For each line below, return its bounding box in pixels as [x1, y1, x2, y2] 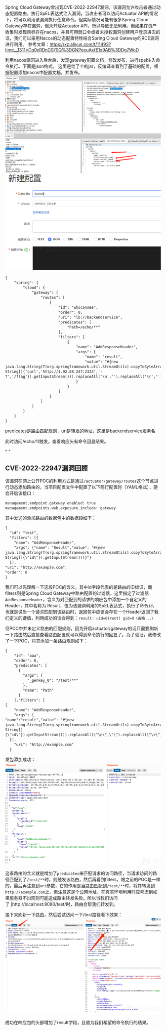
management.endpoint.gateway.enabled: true [5, 501, 96, 506]
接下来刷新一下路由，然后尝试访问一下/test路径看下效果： [5, 912, 123, 918]
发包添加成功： [5, 756, 36, 762]
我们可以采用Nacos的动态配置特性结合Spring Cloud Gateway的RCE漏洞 [13, 35, 159, 41]
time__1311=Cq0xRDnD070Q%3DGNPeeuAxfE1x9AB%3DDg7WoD [5, 47, 139, 53]
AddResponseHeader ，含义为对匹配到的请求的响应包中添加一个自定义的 [5, 597, 147, 603]
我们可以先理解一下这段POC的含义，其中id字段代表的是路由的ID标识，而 [5, 584, 152, 590]
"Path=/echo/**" [67, 325, 100, 330]
